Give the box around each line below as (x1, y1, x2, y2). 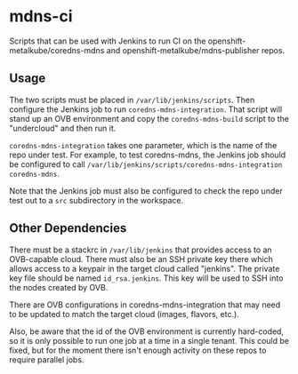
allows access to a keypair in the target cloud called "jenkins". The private (9, 263, 280, 274)
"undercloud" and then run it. (9, 123, 117, 133)
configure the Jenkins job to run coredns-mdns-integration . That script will (9, 104, 283, 115)
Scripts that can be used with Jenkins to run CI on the (9, 36, 206, 46)
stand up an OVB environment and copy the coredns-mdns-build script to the (9, 113, 289, 123)
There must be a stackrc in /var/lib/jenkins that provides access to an (9, 244, 273, 255)
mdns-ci (9, 6, 73, 27)
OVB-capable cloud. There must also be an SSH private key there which (9, 253, 274, 264)
